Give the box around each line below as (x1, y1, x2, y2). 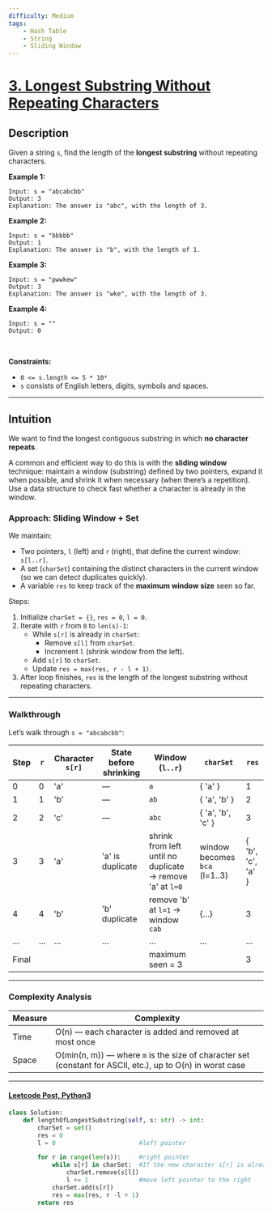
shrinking (102, 767, 140, 778)
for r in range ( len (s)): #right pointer (37, 1153, 190, 1162)
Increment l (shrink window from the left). (44, 647, 185, 657)
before (108, 756, 135, 768)
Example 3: (8, 260, 47, 270)
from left (148, 840, 182, 851)
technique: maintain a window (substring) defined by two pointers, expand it (8, 466, 263, 476)
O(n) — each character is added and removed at (55, 1026, 239, 1037)
